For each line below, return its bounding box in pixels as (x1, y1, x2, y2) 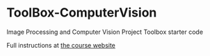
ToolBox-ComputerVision (6, 5, 157, 21)
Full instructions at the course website (6, 41, 116, 49)
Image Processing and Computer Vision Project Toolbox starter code (6, 28, 203, 36)
